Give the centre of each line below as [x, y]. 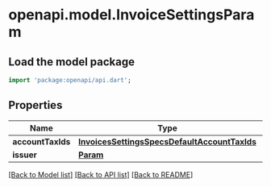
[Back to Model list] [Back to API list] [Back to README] [101, 174]
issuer [25, 155]
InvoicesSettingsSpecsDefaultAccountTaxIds [167, 141]
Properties [35, 105]
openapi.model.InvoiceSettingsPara [131, 15]
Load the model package [72, 62]
